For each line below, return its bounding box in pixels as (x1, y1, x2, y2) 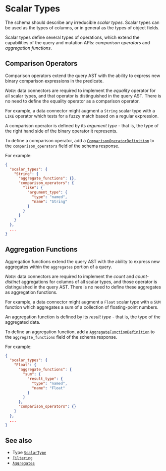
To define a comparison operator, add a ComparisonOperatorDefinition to (5, 137, 155, 143)
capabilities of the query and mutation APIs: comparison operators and (5, 39, 150, 45)
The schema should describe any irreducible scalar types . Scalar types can (5, 19, 160, 25)
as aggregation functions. (5, 289, 58, 295)
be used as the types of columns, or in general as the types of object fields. (5, 24, 160, 30)
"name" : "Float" (31, 385, 65, 390)
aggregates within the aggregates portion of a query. (5, 264, 112, 270)
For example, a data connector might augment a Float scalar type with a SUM (5, 299, 161, 305)
